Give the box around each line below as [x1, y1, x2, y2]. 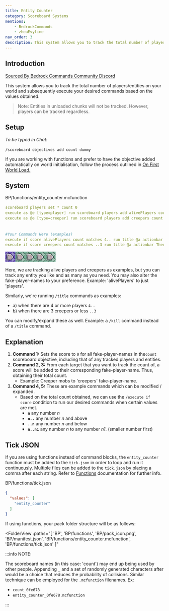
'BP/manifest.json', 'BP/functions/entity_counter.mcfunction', [5, 536, 131, 542]
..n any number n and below [27, 421, 87, 427]
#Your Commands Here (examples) [5, 232, 73, 237]
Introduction [5, 60, 45, 68]
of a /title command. [5, 323, 51, 329]
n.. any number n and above [27, 415, 88, 421]
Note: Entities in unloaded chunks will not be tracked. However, [17, 103, 149, 109]
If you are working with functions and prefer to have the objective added [5, 156, 155, 162]
